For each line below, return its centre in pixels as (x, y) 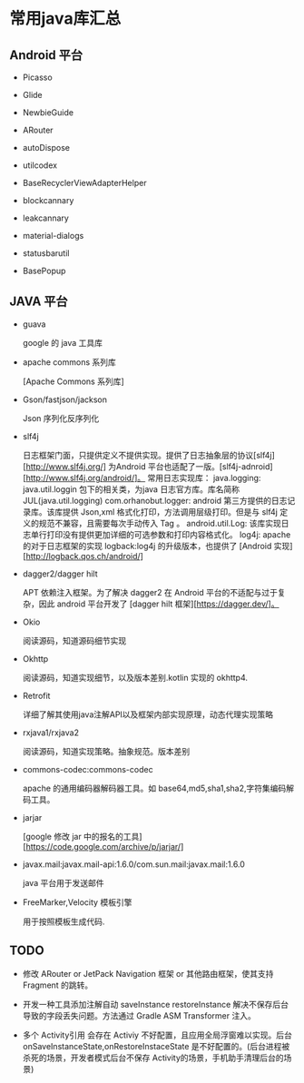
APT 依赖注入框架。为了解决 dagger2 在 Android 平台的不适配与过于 (150, 592)
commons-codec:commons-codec (88, 769)
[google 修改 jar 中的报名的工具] (82, 836)
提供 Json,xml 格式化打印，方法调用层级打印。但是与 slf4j (170, 512)
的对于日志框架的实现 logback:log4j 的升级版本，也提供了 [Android (147, 546)
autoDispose (46, 148)
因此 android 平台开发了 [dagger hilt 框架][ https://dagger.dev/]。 (159, 604)
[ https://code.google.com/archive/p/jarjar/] (103, 846)
